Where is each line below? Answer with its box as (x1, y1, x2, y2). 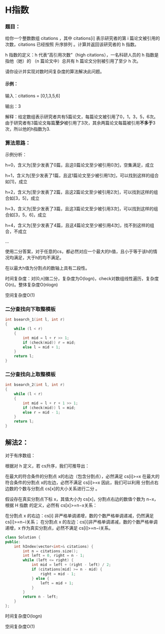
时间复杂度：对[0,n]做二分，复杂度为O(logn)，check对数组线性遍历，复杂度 (5, 275, 159, 281)
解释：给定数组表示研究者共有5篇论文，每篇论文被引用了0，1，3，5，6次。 (5, 114, 159, 120)
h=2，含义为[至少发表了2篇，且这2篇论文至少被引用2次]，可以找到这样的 (5, 189, 154, 195)
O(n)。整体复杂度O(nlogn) (5, 282, 58, 287)
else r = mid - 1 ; (23, 410, 61, 415)
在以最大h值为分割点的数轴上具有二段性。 (5, 265, 90, 271)
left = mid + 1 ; (40, 580, 74, 586)
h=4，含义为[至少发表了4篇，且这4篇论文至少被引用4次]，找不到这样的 (5, 222, 150, 228)
